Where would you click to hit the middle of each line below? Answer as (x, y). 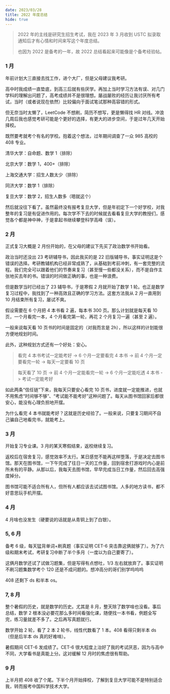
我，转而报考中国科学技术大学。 (38, 686)
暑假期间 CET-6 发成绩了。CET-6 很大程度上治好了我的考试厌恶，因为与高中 (85, 647)
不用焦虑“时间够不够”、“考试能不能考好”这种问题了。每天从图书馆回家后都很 (84, 396)
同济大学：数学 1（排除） (31, 185)
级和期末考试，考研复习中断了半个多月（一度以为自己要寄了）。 (71, 552)
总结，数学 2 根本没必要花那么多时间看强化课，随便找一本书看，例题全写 (81, 613)
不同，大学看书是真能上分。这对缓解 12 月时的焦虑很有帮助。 (69, 654)
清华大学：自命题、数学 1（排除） (40, 153)
